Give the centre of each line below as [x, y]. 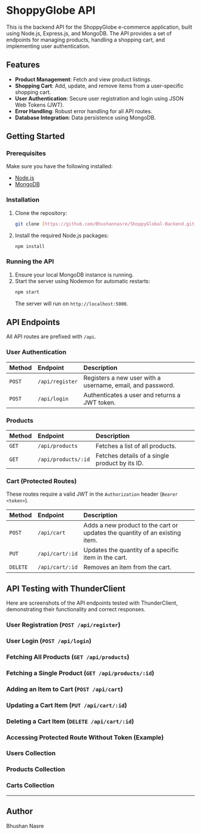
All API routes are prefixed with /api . [51, 336]
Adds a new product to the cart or [131, 526]
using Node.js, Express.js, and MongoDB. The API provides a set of [89, 33]
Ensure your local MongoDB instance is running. [74, 275]
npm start [27, 292]
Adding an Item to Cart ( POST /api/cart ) [65, 689]
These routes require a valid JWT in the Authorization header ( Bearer [92, 494]
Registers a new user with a [122, 378]
